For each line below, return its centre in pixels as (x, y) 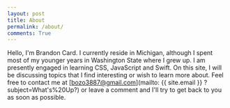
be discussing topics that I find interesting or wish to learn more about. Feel (116, 75)
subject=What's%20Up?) (44, 90)
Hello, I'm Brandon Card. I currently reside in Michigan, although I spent (110, 53)
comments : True (29, 33)
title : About (26, 20)
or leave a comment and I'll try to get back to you (151, 90)
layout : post (26, 14)
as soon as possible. (37, 98)
